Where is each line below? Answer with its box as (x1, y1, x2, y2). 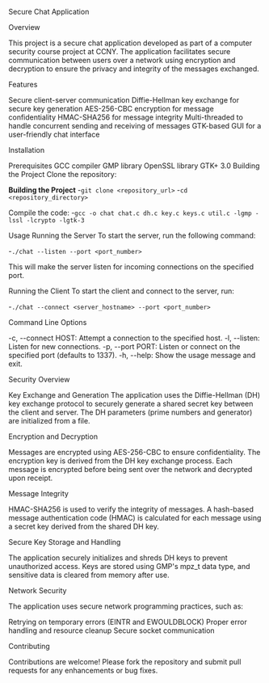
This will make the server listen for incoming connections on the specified (8, 262, 254, 272)
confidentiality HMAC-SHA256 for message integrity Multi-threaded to (8, 112, 244, 122)
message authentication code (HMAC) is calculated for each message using (8, 513, 262, 522)
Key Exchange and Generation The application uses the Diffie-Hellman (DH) (8, 390, 261, 399)
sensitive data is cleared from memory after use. (8, 570, 170, 580)
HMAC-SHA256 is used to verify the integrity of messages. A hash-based (8, 504, 254, 514)
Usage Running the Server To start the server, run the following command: (8, 230, 256, 240)
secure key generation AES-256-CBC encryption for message (8, 104, 214, 113)
